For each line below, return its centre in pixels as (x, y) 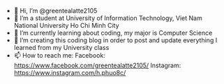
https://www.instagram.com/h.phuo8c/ (70, 73)
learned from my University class (61, 48)
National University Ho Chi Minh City (67, 25)
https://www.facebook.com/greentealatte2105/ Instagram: (97, 65)
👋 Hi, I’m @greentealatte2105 (55, 11)
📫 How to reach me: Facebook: (60, 55)
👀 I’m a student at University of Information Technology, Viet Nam (108, 18)
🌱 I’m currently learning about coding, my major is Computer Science (113, 33)
